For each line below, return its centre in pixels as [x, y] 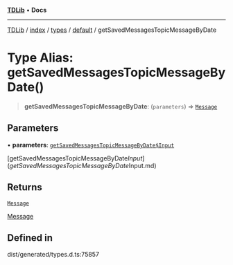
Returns [25, 187]
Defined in [30, 238]
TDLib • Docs [27, 10]
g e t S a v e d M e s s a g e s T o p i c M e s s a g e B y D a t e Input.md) [83, 165]
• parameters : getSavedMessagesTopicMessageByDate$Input [91, 145]
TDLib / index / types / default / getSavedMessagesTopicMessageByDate [112, 30]
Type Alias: [41, 58]
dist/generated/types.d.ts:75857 [53, 255]
